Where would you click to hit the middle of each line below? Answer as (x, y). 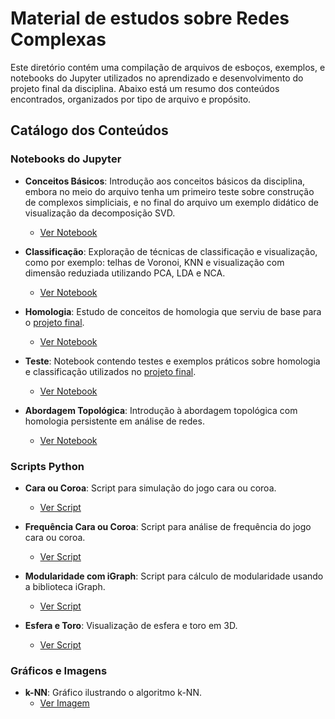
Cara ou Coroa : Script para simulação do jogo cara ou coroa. (150, 488)
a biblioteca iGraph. (65, 586)
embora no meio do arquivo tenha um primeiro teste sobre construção (169, 191)
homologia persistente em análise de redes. (114, 421)
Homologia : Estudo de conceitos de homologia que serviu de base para (173, 311)
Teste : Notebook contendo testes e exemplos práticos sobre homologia (172, 361)
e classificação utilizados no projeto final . (110, 371)
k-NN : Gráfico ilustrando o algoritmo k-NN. (113, 693)
